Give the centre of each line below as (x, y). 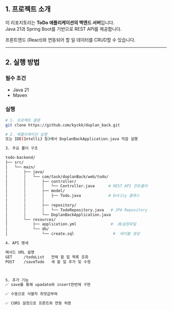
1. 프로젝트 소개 (28, 9)
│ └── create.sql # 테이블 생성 (72, 234)
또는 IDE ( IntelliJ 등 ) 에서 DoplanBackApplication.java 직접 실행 (72, 139)
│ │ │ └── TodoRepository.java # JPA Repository (76, 210)
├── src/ (15, 162)
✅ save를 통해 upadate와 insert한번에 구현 (48, 285)
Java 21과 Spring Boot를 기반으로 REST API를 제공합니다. (63, 29)
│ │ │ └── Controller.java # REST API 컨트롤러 (77, 186)
